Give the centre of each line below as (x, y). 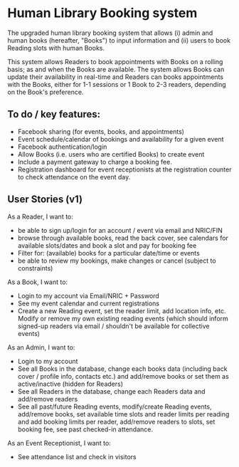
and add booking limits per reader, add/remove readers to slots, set (116, 421)
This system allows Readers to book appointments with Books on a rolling (115, 61)
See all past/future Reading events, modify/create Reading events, (115, 406)
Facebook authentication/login (62, 147)
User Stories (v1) (45, 200)
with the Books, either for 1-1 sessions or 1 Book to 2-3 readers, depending (117, 84)
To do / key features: (54, 114)
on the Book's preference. (46, 92)
